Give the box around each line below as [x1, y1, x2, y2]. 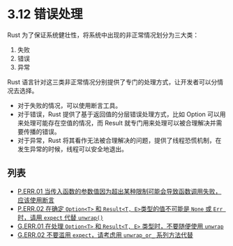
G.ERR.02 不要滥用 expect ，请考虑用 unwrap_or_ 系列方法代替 [17, 231, 194, 239]
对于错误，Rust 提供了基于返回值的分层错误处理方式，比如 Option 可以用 [17, 109, 226, 118]
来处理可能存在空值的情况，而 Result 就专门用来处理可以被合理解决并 [17, 118, 216, 127]
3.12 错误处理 [7, 6, 83, 22]
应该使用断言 [17, 196, 54, 204]
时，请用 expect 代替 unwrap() [17, 213, 103, 222]
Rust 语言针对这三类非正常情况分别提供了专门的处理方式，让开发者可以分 [7, 77, 218, 86]
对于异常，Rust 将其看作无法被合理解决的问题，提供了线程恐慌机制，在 [17, 136, 222, 144]
